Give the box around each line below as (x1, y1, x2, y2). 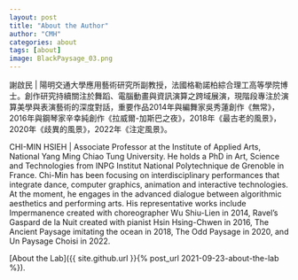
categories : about (9, 37, 77, 47)
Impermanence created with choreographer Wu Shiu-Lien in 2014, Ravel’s (9, 207, 278, 218)
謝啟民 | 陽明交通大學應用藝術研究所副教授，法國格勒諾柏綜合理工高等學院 (9, 80, 281, 89)
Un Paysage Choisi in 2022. (9, 236, 111, 246)
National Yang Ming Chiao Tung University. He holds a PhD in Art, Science (9, 152, 280, 161)
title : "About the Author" (9, 21, 109, 30)
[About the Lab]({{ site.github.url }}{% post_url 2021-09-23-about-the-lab (9, 253, 279, 263)
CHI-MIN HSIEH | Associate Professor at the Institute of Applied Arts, (9, 142, 262, 152)
